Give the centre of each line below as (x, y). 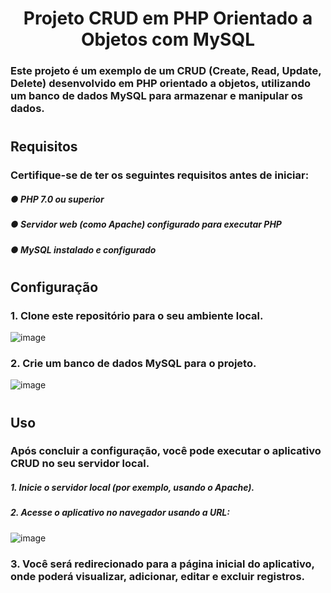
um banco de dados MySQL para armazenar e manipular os (156, 96)
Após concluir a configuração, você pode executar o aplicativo (166, 451)
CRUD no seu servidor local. (80, 464)
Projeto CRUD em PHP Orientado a (168, 18)
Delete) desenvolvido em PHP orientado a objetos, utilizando (161, 84)
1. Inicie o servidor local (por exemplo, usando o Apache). (132, 488)
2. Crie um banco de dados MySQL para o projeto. (133, 363)
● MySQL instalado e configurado (83, 249)
